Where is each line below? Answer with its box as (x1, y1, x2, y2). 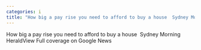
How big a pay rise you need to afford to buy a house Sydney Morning (6, 30, 181, 37)
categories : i (6, 8, 42, 15)
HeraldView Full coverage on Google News (6, 37, 112, 44)
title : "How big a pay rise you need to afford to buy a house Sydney (6, 14, 188, 20)
